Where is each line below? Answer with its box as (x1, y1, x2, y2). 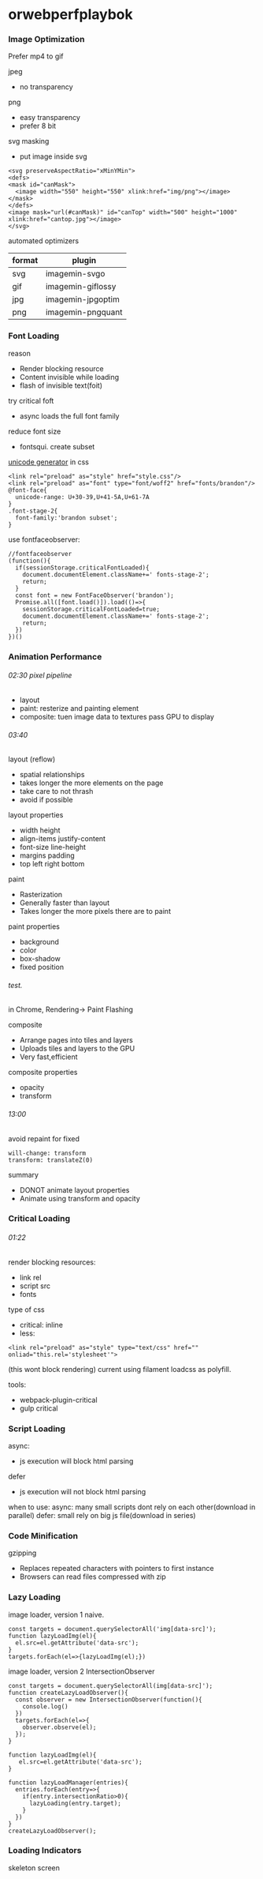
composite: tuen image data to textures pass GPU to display (19, 712, 215, 721)
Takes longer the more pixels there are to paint (19, 907, 172, 916)
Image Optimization (8, 34, 85, 45)
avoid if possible (19, 795, 73, 805)
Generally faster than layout (19, 898, 110, 908)
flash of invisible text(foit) (19, 381, 103, 390)
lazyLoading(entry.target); (28, 1799, 122, 1807)
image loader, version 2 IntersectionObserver (8, 1667, 155, 1676)
